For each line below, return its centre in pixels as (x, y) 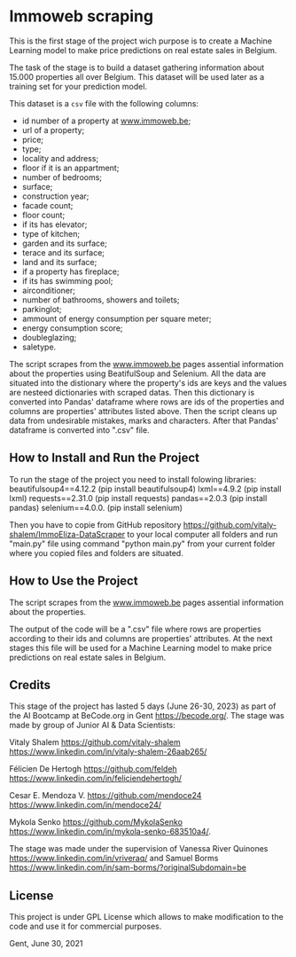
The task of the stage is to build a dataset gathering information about (137, 67)
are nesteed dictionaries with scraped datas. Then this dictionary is (132, 392)
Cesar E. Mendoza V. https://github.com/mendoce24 (105, 796)
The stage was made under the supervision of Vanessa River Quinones (139, 849)
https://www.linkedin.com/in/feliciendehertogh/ (96, 779)
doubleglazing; (49, 337)
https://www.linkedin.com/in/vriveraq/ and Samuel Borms (114, 859)
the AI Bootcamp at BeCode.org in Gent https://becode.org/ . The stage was (147, 716)
